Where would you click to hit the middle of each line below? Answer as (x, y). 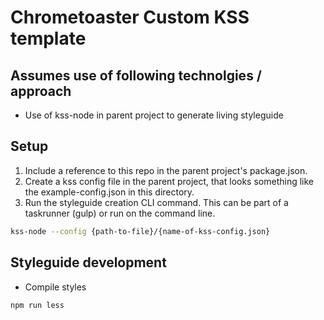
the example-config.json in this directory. (109, 192)
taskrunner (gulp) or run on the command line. (120, 213)
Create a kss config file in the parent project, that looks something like (169, 181)
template (48, 38)
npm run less (37, 305)
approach (41, 91)
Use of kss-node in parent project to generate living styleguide (154, 115)
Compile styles (55, 287)
